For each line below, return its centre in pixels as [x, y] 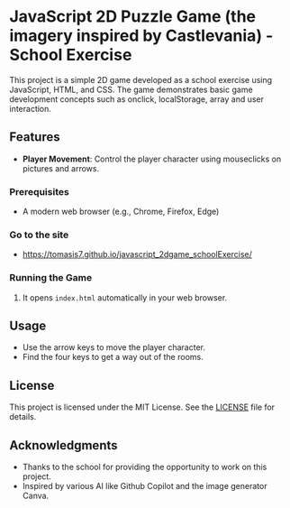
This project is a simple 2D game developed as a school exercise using [141, 79]
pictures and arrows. [61, 168]
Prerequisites [39, 191]
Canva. [36, 496]
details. [23, 417]
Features [35, 137]
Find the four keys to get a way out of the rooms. [113, 357]
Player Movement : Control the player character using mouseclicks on [152, 159]
